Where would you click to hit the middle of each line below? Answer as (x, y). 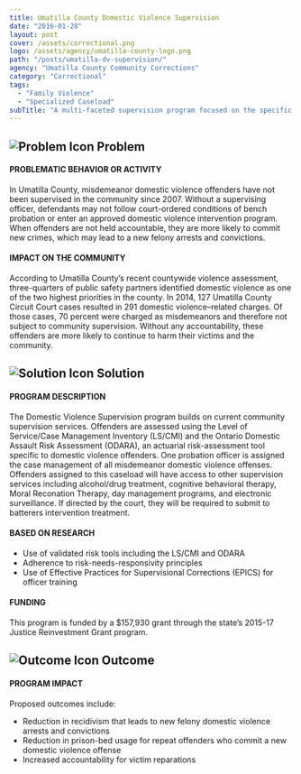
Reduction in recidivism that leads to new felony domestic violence (146, 721)
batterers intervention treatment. (70, 512)
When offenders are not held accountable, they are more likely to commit (145, 227)
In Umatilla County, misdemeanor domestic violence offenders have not (142, 189)
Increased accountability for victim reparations (109, 760)
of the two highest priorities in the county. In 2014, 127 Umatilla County (141, 298)
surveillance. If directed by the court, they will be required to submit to (140, 502)
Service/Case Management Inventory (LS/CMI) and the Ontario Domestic (145, 436)
